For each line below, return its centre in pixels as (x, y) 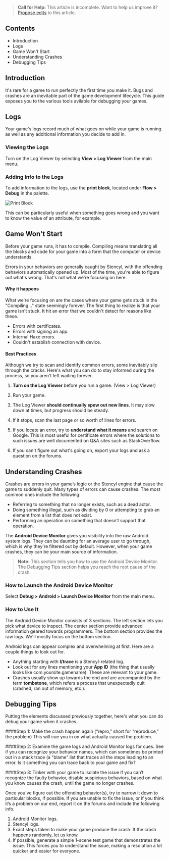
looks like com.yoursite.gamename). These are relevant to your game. (85, 672)
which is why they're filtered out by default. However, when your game (79, 546)
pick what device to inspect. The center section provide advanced (74, 626)
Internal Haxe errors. (34, 337)
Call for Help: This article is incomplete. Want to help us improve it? (88, 7)
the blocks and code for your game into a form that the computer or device (83, 251)
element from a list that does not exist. (52, 515)
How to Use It (22, 610)
